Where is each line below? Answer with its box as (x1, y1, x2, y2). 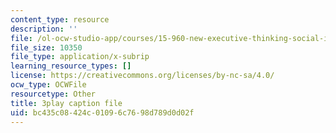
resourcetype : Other (10, 89, 97, 99)
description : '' (10, 24, 78, 34)
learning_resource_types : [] (10, 61, 132, 71)
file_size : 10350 (10, 42, 83, 53)
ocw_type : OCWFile (10, 80, 87, 90)
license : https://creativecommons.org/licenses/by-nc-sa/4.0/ (10, 71, 275, 81)
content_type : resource (10, 14, 110, 25)
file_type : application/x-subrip (10, 52, 150, 62)
